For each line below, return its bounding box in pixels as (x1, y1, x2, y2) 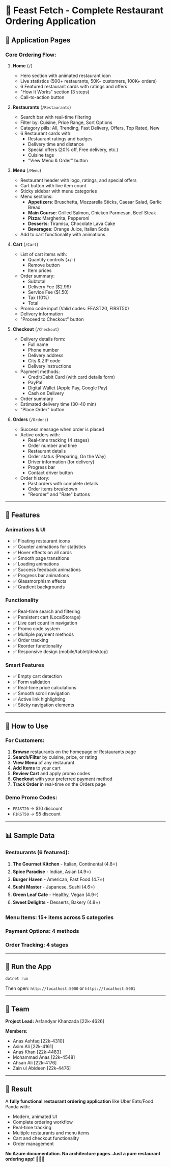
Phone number (27, 346, 60, 353)
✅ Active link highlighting (12, 696, 66, 702)
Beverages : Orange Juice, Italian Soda (27, 226, 109, 232)
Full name (27, 341, 48, 347)
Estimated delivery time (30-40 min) (20, 401, 97, 407)
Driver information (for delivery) (27, 459, 95, 465)
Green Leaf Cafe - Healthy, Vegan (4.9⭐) (12, 891, 99, 898)
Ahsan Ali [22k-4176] (12, 1060, 57, 1066)
